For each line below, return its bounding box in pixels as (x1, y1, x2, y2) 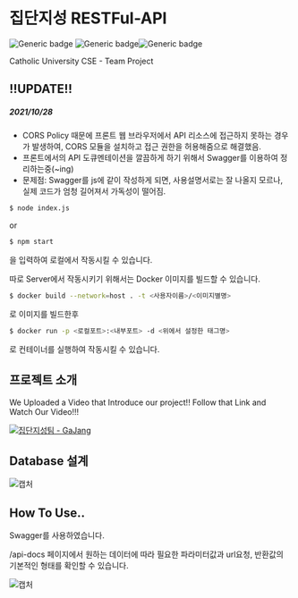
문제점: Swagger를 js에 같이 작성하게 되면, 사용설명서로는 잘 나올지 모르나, (21, 175, 284, 186)
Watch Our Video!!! (9, 406, 80, 417)
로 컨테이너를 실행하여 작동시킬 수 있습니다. (9, 343, 160, 354)
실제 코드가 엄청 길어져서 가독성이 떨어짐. (21, 186, 166, 197)
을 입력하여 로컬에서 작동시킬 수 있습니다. (9, 255, 153, 265)
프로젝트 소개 (9, 373, 78, 388)
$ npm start (9, 238, 54, 247)
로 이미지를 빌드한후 (9, 308, 79, 319)
